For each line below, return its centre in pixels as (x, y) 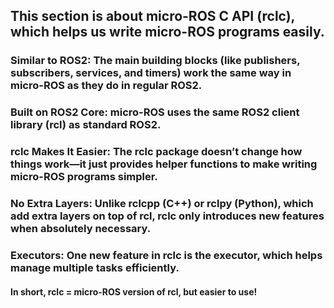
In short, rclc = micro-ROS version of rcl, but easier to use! (134, 291)
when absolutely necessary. (81, 229)
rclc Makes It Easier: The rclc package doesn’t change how (156, 152)
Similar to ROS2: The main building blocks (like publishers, (155, 61)
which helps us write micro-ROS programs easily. (167, 32)
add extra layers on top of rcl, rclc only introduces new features (167, 216)
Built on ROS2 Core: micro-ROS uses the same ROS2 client (155, 112)
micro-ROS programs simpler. (84, 177)
